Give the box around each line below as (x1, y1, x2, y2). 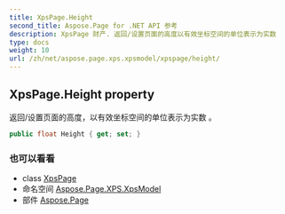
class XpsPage (21, 172, 77, 183)
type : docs (9, 37, 50, 47)
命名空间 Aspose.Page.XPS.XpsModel (21, 183, 162, 194)
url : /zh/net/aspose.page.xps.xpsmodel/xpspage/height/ (9, 54, 220, 63)
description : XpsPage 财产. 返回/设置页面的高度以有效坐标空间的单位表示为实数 (9, 29, 277, 38)
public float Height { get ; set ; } (9, 130, 141, 139)
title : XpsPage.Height (9, 12, 93, 22)
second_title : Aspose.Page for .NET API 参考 (9, 21, 178, 30)
